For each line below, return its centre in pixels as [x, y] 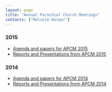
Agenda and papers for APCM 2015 [50, 49]
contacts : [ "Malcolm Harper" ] [38, 19]
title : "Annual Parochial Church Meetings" [53, 15]
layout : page [19, 10]
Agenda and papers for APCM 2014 [50, 78]
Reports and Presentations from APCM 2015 [59, 54]
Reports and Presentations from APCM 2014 [60, 84]
